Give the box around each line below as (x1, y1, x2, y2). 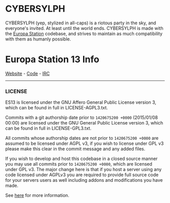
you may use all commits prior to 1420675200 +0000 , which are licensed (5, 161, 153, 167)
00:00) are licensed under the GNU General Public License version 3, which (5, 120, 163, 126)
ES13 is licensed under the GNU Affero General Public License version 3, (5, 99, 157, 105)
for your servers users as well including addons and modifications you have (5, 177, 163, 183)
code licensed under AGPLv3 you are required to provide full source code (5, 172, 159, 178)
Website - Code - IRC (5, 70, 50, 76)
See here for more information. (5, 192, 70, 198)
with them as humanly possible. (5, 36, 71, 42)
